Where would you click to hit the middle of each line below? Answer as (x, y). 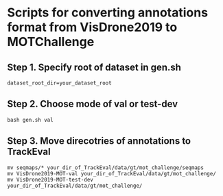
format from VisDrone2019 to (92, 27)
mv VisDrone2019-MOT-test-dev (50, 179)
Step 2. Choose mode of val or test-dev (93, 104)
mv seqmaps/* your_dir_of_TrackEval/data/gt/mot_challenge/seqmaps (106, 167)
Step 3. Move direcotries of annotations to (99, 141)
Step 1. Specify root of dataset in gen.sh (94, 67)
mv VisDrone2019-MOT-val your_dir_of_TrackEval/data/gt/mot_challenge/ (111, 173)
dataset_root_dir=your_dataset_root (59, 83)
